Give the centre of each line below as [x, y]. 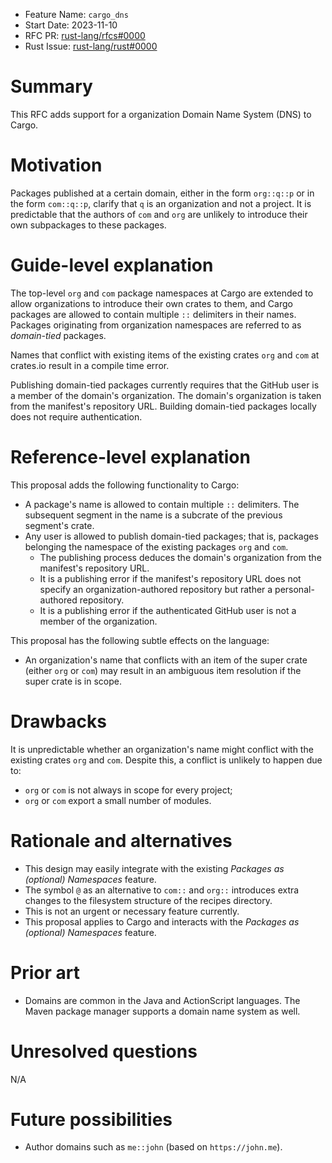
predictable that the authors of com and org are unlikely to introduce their [159, 214]
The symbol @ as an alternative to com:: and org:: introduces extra [162, 890]
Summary [51, 86]
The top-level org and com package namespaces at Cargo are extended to [162, 293]
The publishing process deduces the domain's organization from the [180, 557]
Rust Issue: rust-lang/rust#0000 [91, 46]
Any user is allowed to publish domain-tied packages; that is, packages [171, 536]
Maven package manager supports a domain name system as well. [162, 1011]
